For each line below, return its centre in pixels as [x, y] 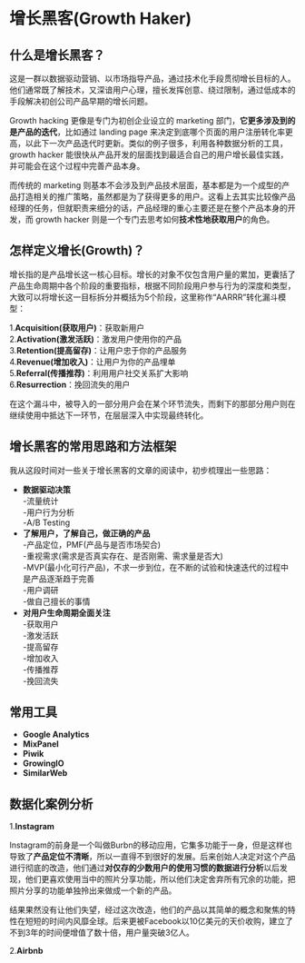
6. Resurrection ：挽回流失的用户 [70, 384]
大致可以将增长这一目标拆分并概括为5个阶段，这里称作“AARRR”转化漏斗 [144, 297]
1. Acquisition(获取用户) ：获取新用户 [77, 327]
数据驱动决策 [46, 489]
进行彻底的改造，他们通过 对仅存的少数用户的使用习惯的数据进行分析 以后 [144, 868]
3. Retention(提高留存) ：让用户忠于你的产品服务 [98, 350]
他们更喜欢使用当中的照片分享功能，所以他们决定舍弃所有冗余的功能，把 [160, 879]
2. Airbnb [26, 951]
